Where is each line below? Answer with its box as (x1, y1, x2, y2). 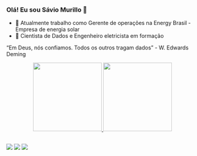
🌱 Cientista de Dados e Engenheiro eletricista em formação (15, 32, 164, 40)
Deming (6, 51, 26, 58)
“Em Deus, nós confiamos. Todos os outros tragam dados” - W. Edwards (6, 44, 189, 51)
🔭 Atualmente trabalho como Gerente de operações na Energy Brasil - (15, 19, 191, 27)
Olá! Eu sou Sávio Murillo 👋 (6, 5, 87, 14)
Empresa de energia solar (15, 26, 80, 33)
